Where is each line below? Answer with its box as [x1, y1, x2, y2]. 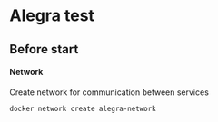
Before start [9, 42, 79, 57]
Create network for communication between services [9, 87, 209, 98]
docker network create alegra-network [9, 104, 156, 113]
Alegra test [9, 5, 95, 26]
